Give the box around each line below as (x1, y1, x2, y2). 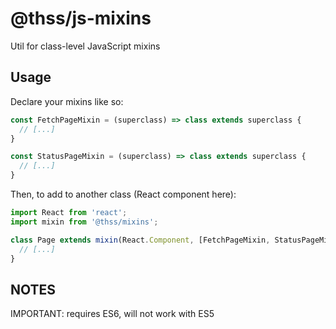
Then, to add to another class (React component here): (10, 188, 237, 200)
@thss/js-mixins (10, 7, 152, 30)
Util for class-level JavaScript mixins (10, 40, 161, 52)
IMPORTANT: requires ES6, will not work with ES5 (10, 308, 215, 320)
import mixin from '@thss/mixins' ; (10, 217, 159, 227)
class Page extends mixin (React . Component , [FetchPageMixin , (10, 235, 271, 245)
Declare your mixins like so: (10, 95, 124, 107)
